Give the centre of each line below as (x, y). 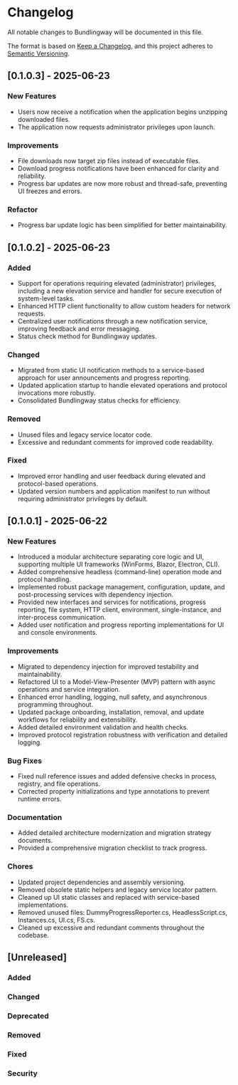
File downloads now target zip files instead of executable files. (109, 160)
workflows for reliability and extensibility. (77, 720)
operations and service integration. (69, 689)
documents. (35, 841)
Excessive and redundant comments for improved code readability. (116, 442)
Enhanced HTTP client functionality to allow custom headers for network (124, 306)
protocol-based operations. (58, 483)
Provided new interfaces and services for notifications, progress (112, 602)
